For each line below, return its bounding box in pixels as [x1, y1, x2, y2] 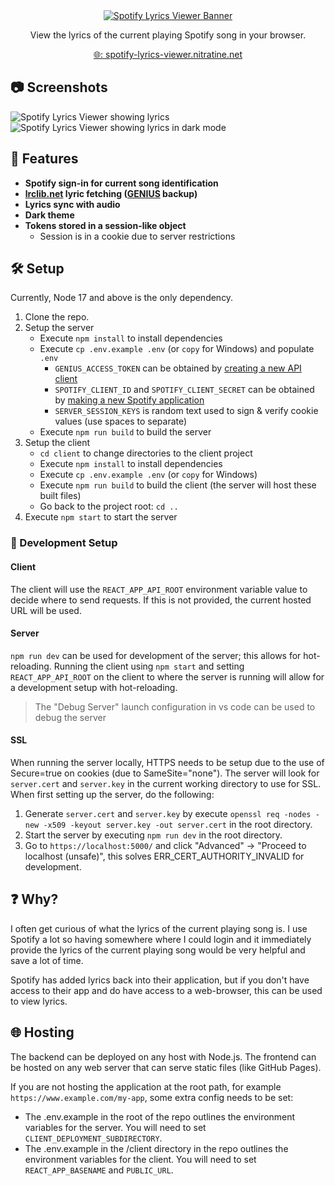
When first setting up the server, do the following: [10, 788, 215, 800]
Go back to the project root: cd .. [39, 500, 179, 513]
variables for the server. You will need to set [24, 1121, 207, 1133]
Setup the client [24, 437, 91, 449]
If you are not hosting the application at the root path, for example [10, 1080, 282, 1093]
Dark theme [24, 209, 75, 221]
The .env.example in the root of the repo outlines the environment [24, 1110, 296, 1123]
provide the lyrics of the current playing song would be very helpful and [10, 944, 306, 956]
